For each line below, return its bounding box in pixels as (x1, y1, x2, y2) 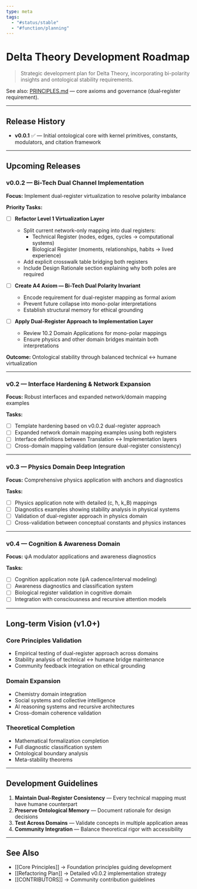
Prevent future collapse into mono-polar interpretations (23, 300, 157, 307)
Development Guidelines (6, 778, 98, 789)
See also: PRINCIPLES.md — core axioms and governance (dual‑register (6, 88, 181, 95)
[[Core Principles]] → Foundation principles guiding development (14, 864, 172, 871)
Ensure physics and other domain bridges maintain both (23, 336, 159, 343)
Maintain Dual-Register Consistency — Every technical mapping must (14, 794, 186, 801)
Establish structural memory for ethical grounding (23, 306, 144, 313)
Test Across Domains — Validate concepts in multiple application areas (14, 819, 189, 826)
